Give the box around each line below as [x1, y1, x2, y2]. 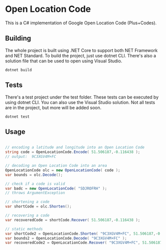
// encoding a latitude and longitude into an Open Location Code [5, 145, 145, 150]
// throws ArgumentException [5, 191, 65, 196]
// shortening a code [5, 200, 50, 204]
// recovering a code [5, 213, 50, 218]
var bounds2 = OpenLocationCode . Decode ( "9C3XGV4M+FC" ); [5, 236, 127, 241]
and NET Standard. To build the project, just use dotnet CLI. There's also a [5, 52, 157, 58]
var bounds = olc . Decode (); [5, 172, 63, 177]
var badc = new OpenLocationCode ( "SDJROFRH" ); [5, 186, 107, 191]
